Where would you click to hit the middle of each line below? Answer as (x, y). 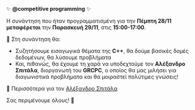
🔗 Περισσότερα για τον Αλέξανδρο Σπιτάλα (62, 88)
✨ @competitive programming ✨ (49, 9)
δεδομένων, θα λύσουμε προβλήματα (63, 57)
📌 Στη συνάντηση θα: (34, 39)
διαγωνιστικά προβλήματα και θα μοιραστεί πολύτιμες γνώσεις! (97, 77)
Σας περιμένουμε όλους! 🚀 (41, 100)
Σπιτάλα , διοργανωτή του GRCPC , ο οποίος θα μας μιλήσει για (96, 70)
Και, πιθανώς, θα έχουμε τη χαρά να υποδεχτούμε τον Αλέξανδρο (100, 64)
